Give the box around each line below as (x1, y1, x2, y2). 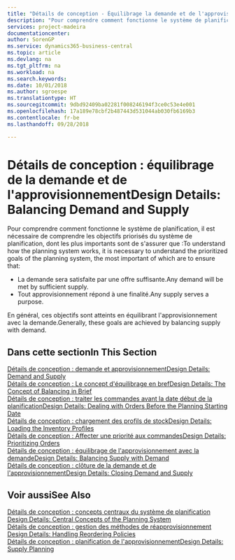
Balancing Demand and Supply (7, 201, 190, 217)
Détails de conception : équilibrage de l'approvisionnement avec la (7, 447, 199, 455)
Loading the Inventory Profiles (7, 424, 94, 433)
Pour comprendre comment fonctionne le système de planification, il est (7, 224, 215, 233)
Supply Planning (7, 545, 55, 553)
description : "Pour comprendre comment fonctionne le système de (7, 17, 201, 24)
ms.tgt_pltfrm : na (7, 62, 61, 69)
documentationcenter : (7, 29, 71, 37)
